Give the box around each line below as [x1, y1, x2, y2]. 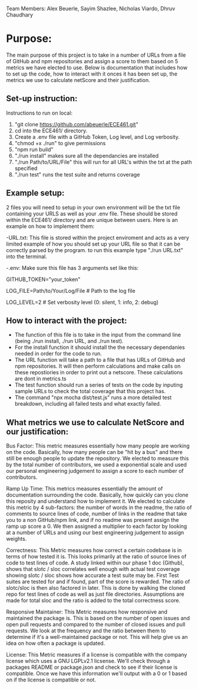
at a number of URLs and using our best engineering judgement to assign [6, 529, 184, 536]
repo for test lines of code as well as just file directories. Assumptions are [6, 590, 184, 598]
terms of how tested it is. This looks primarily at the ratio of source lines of [6, 553, 187, 560]
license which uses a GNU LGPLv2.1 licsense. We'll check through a [6, 658, 170, 665]
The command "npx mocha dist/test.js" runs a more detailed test [14, 394, 172, 401]
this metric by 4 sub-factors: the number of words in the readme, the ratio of [6, 504, 192, 511]
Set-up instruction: [6, 94, 78, 104]
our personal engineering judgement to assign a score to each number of [6, 468, 184, 475]
